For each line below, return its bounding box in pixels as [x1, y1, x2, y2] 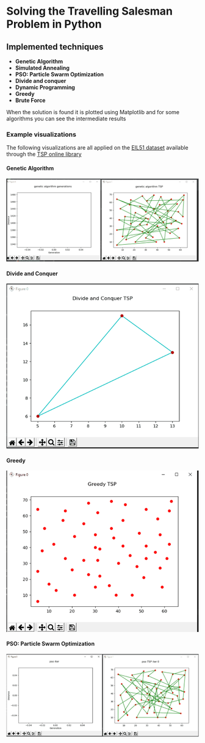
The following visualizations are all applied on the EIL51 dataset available [6, 144, 189, 151]
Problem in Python [6, 17, 102, 31]
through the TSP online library [6, 151, 82, 158]
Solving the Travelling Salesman [6, 4, 173, 18]
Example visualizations [6, 130, 76, 139]
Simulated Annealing [15, 64, 70, 71]
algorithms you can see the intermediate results [6, 115, 126, 122]
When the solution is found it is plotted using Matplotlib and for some [6, 109, 180, 115]
